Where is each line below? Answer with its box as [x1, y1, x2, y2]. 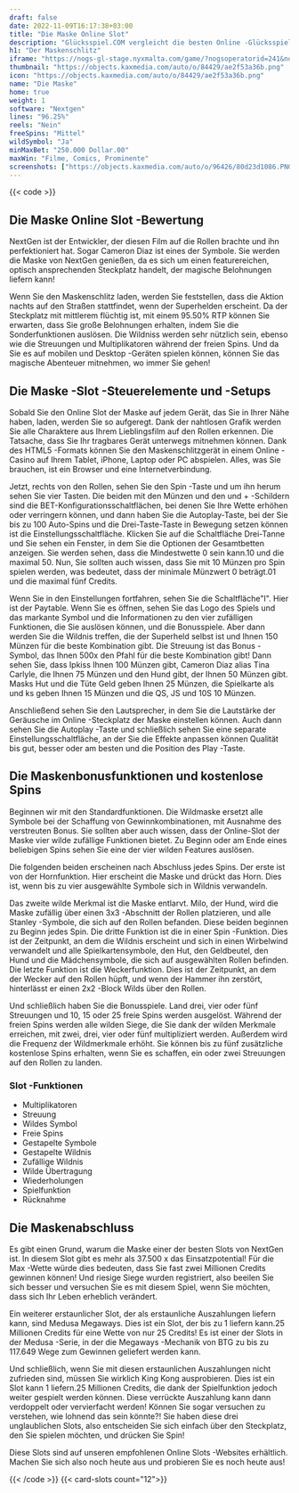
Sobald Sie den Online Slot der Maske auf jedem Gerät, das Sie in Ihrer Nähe [9, 407, 290, 417]
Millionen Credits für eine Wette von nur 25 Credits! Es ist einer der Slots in [9, 1327, 283, 1338]
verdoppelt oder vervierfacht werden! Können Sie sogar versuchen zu [9, 1401, 266, 1412]
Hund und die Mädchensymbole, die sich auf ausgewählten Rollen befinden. [9, 955, 289, 965]
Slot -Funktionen [9, 1079, 84, 1092]
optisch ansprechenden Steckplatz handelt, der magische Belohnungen [9, 265, 272, 275]
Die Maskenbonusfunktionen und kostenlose [9, 768, 264, 784]
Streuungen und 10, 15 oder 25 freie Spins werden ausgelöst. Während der [9, 1009, 282, 1021]
